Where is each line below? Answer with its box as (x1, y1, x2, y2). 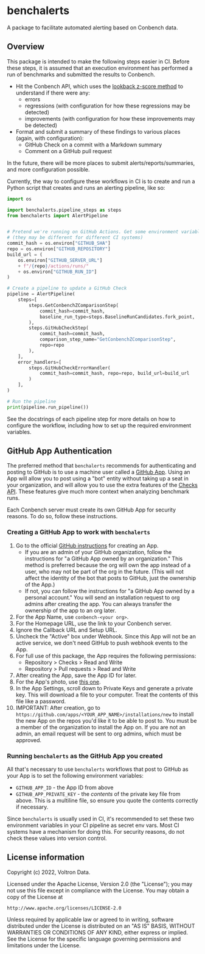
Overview (7, 42, 45, 52)
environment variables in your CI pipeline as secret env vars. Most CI (7, 822, 179, 829)
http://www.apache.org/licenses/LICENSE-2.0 (7, 905, 122, 911)
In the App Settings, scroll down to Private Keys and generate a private (15, 684, 193, 692)
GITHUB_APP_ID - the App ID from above (15, 784, 114, 791)
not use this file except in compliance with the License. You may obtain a (7, 886, 189, 894)
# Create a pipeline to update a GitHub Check (7, 285, 127, 292)
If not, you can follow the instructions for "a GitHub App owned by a (24, 587, 195, 594)
